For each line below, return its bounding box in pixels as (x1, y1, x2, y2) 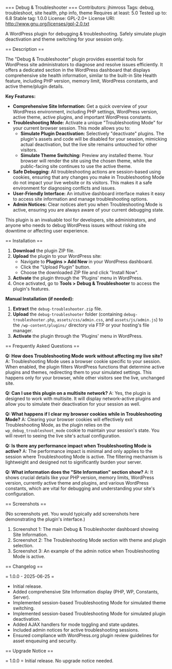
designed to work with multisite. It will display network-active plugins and (5, 395, 161, 402)
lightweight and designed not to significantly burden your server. (5, 459, 142, 465)
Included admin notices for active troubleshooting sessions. (12, 627, 140, 633)
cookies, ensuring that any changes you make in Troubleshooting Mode (12, 174, 164, 180)
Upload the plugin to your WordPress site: (12, 253, 102, 259)
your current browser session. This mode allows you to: (12, 125, 131, 131)
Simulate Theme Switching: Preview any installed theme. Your (20, 152, 154, 158)
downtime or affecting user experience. (5, 228, 89, 234)
